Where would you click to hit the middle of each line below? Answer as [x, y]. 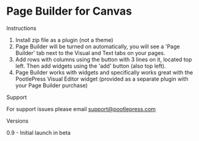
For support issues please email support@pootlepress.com [81, 109]
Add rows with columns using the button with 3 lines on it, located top [103, 59]
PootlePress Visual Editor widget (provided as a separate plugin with [102, 79]
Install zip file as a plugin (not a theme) [64, 40]
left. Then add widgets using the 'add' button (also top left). [91, 66]
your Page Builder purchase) [51, 85]
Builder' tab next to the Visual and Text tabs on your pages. [90, 52]
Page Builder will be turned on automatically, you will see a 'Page [97, 46]
